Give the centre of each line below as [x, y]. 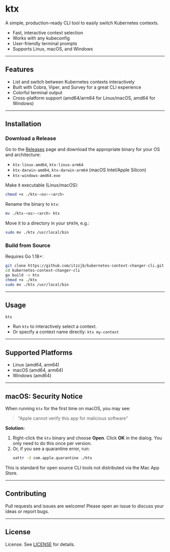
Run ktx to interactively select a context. [55, 326]
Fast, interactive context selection [48, 32]
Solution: [15, 428]
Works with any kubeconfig [41, 38]
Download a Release [31, 138]
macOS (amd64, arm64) [38, 370]
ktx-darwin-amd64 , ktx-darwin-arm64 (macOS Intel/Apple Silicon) [79, 170]
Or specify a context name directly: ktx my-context [66, 332]
